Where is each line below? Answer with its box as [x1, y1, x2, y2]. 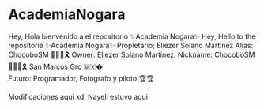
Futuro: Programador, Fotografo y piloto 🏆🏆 [8, 73, 154, 83]
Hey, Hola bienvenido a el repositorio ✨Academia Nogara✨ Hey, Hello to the [8, 32, 256, 41]
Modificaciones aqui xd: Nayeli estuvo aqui [8, 92, 149, 101]
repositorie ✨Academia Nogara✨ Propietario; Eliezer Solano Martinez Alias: [8, 40, 254, 50]
